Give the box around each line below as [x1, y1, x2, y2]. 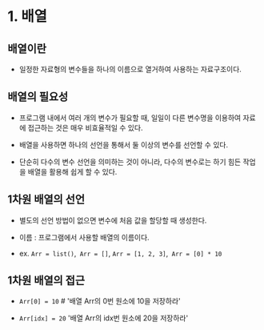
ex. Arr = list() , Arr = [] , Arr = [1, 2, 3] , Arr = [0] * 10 [18, 248, 222, 258]
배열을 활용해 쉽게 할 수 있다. [27, 167, 118, 176]
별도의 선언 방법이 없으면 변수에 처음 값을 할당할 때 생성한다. [18, 215, 207, 225]
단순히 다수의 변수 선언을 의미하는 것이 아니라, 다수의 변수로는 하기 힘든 [18, 157, 242, 167]
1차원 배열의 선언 [7, 193, 86, 207]
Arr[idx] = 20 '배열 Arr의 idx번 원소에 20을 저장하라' [18, 313, 189, 323]
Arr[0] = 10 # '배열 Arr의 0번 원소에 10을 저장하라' [18, 296, 181, 306]
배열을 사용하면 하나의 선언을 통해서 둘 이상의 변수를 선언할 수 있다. [18, 139, 229, 149]
